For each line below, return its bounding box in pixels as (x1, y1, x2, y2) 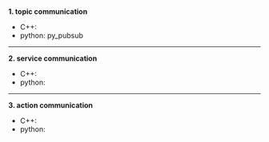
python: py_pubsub (19, 31, 84, 40)
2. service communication (8, 53, 98, 63)
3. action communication (8, 101, 94, 110)
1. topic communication (8, 7, 88, 16)
